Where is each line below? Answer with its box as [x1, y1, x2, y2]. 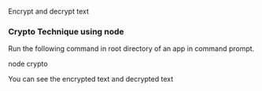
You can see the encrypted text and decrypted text [8, 75, 174, 84]
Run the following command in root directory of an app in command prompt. [8, 44, 255, 53]
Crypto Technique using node [8, 26, 124, 37]
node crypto [8, 59, 49, 69]
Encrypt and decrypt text [8, 7, 89, 16]
